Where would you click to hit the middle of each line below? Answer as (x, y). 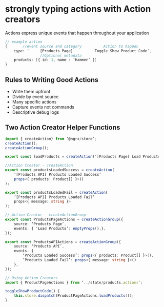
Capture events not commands (43, 107)
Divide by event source (35, 97)
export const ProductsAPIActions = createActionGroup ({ (63, 242)
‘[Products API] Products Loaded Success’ (58, 175)
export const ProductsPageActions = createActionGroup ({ (64, 220)
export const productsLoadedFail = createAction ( (57, 192)
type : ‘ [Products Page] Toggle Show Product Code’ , (83, 51)
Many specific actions (34, 102)
